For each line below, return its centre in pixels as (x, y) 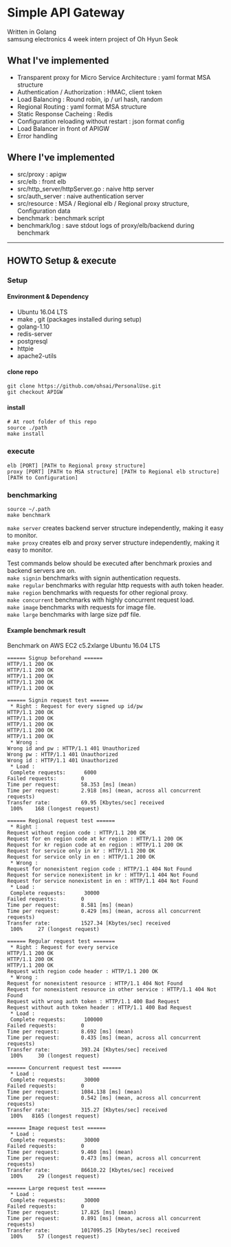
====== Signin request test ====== (58, 700)
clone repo (23, 371)
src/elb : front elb (42, 181)
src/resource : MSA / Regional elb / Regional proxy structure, (103, 203)
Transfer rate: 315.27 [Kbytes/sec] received (87, 1110)
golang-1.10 (33, 327)
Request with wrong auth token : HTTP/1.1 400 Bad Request (93, 1002)
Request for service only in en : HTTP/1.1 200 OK (81, 857)
